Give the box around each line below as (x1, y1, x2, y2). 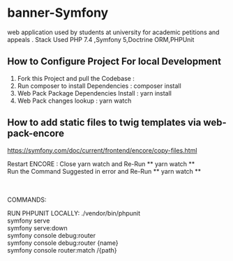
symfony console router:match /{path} (7, 246, 117, 254)
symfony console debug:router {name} (7, 239, 119, 247)
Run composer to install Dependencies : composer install (17, 82, 181, 90)
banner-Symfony (7, 5, 109, 21)
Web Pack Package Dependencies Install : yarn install (17, 89, 172, 97)
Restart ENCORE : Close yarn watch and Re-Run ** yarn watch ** (7, 159, 195, 168)
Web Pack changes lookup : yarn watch (17, 96, 132, 105)
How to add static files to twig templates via (7, 117, 202, 128)
